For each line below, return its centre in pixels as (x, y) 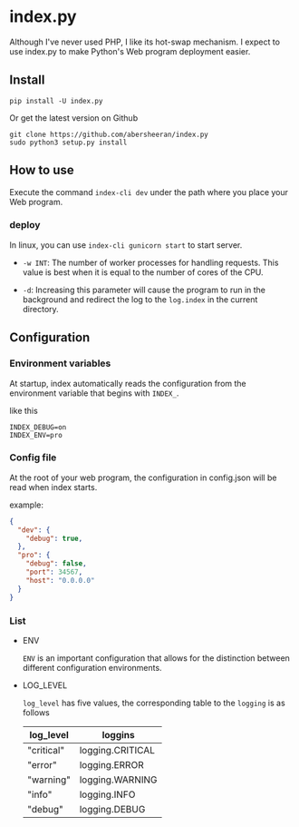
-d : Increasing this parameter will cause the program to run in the (144, 290)
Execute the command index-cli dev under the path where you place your (149, 192)
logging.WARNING (118, 780)
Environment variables (60, 363)
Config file (33, 458)
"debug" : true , (54, 538)
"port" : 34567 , (54, 572)
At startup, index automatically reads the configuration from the (128, 383)
